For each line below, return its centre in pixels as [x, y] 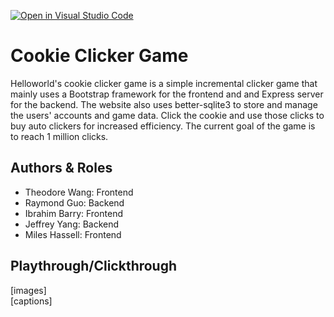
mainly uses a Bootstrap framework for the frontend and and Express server [167, 94]
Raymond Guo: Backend [74, 202]
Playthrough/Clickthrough [94, 266]
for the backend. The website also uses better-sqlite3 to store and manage [164, 104]
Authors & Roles [61, 168]
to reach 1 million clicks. [59, 136]
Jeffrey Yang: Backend [72, 224]
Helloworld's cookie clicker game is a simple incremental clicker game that [164, 83]
